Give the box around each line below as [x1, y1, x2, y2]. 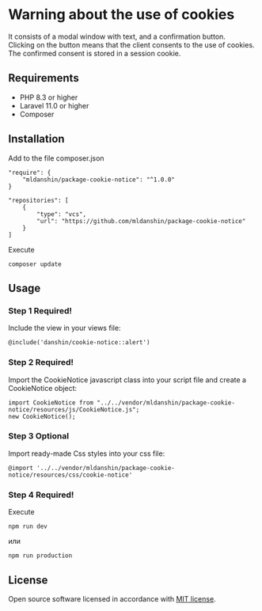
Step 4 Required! [8, 489, 74, 500]
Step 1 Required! [8, 305, 73, 316]
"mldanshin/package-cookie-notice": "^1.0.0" [22, 176, 176, 184]
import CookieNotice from [8, 398, 93, 407]
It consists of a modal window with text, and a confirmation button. [8, 32, 226, 41]
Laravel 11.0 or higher [19, 101, 89, 110]
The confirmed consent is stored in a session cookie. [8, 48, 181, 58]
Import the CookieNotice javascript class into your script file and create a [8, 374, 247, 385]
